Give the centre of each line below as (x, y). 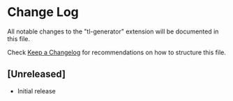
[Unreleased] (37, 74)
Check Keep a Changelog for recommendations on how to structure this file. (117, 52)
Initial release (36, 91)
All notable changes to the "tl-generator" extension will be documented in (113, 31)
